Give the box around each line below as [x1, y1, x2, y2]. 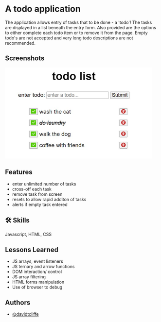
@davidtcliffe [12, 311, 39, 317]
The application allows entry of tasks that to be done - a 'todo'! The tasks [5, 19, 152, 25]
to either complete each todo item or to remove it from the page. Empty [5, 30, 148, 35]
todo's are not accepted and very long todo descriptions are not [5, 35, 133, 41]
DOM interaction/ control [12, 269, 62, 275]
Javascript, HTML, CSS [5, 232, 52, 237]
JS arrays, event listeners [12, 258, 63, 264]
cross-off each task [12, 186, 52, 192]
